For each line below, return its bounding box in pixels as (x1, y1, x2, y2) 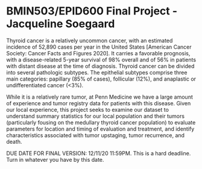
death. (6, 138, 22, 145)
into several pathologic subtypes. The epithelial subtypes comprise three (6, 69, 188, 76)
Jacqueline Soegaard (6, 17, 115, 31)
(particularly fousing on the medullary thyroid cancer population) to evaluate (6, 118, 196, 126)
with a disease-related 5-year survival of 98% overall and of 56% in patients (6, 56, 197, 63)
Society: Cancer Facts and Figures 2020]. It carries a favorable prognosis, (6, 49, 191, 57)
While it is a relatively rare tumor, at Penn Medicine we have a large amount (6, 93, 193, 100)
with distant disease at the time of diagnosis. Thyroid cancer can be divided (6, 62, 195, 70)
